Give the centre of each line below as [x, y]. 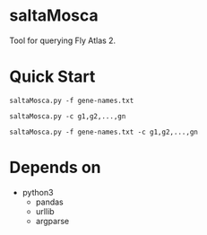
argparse [52, 221]
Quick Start [52, 77]
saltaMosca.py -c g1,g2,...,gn [68, 116]
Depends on [55, 168]
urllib [45, 211]
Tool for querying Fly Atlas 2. [63, 40]
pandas [50, 202]
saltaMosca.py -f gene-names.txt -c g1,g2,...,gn [104, 132]
